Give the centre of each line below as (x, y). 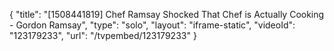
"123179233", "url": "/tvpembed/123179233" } (103, 35)
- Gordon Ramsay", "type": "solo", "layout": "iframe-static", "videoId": (152, 25)
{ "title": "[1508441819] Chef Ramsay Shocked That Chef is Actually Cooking (167, 14)
